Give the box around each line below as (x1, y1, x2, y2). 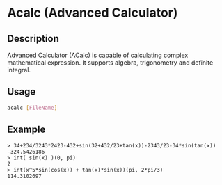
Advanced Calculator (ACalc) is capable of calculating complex (7, 51, 189, 59)
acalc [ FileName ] (7, 104, 58, 111)
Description (7, 33, 59, 45)
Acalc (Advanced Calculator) (7, 5, 178, 21)
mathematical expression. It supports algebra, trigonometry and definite (7, 58, 214, 67)
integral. (7, 66, 31, 74)
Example (7, 124, 46, 136)
